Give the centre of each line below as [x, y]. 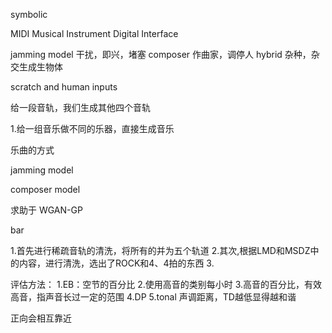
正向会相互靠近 [41, 318]
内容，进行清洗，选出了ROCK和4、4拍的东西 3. [116, 263]
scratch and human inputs [64, 87]
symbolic [29, 14]
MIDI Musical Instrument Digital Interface [94, 33]
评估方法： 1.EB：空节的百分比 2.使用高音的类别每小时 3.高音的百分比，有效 [166, 284]
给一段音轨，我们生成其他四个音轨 [80, 107]
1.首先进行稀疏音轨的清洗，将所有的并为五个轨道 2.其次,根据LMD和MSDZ [160, 250]
